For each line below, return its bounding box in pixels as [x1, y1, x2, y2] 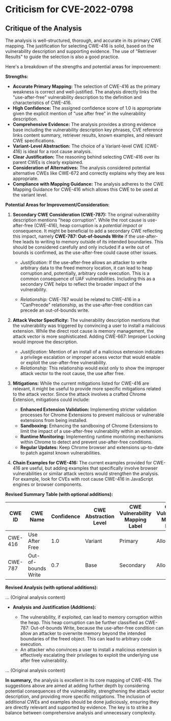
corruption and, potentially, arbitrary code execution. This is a [20, 270, 150, 276]
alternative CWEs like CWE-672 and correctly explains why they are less [12, 170, 165, 176]
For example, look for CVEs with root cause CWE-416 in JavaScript [12, 476, 154, 482]
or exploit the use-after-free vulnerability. [20, 360, 107, 365]
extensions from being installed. [20, 417, 88, 423]
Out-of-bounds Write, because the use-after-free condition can [30, 625, 164, 631]
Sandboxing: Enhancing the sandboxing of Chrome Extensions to [20, 422, 158, 429]
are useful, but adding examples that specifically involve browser [21, 465, 158, 471]
